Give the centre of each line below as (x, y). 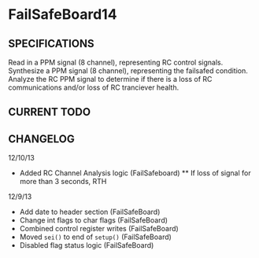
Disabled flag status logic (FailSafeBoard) (87, 245)
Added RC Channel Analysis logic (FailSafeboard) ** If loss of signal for (135, 173)
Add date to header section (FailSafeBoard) (90, 212)
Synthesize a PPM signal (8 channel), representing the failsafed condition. (128, 71)
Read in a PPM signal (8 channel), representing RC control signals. (116, 62)
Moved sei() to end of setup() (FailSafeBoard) (95, 237)
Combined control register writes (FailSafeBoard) (99, 229)
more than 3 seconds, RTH (63, 182)
